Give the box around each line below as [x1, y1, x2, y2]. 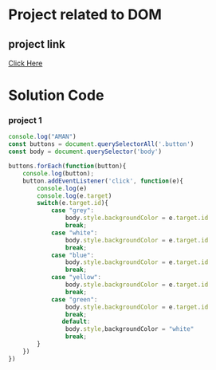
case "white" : [50, 229, 98, 237]
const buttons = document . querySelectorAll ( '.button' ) [8, 140, 194, 148]
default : [61, 317, 91, 326]
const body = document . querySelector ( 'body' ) [8, 148, 162, 156]
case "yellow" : [50, 274, 102, 281]
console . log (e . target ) [37, 191, 112, 200]
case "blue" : [50, 251, 94, 259]
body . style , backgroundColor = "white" [65, 325, 194, 333]
